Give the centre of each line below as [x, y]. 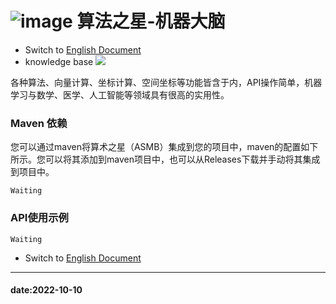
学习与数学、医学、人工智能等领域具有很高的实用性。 [120, 94]
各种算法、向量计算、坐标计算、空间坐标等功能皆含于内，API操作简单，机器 [166, 82]
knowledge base [59, 61]
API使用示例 [39, 218]
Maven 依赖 [39, 123]
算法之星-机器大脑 [151, 21]
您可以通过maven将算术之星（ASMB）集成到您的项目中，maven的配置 [156, 147]
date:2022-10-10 [46, 290]
